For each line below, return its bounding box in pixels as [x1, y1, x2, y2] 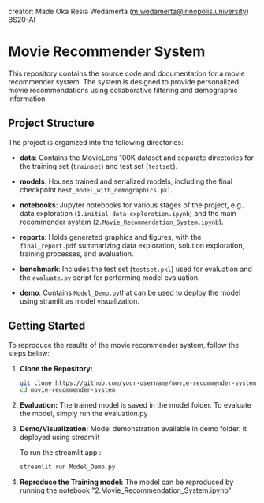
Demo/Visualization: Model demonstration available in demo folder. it [19, 424, 247, 434]
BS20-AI [8, 15, 35, 24]
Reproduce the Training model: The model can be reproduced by [19, 477, 234, 487]
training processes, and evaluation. [19, 248, 134, 259]
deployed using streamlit [19, 433, 100, 442]
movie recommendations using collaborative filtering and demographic [8, 85, 238, 95]
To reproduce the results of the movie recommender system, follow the [8, 340, 240, 349]
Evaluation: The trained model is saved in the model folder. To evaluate [19, 401, 252, 410]
